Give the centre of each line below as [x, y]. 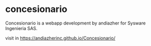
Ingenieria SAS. [21, 28]
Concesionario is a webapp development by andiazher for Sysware [75, 23]
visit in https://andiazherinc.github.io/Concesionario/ [61, 38]
